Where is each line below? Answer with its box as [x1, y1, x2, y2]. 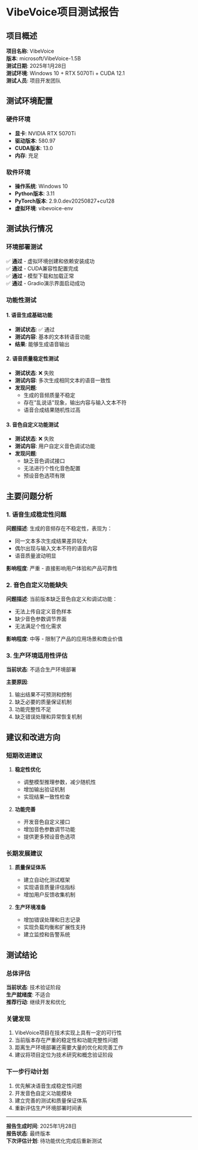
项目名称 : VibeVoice [6, 48, 54, 54]
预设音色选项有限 [23, 472, 65, 479]
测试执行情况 [6, 224, 53, 234]
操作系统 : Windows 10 [14, 183, 68, 190]
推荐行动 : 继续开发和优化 [6, 999, 66, 1006]
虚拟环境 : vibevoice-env [14, 204, 74, 211]
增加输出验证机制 [23, 786, 65, 793]
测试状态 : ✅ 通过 [14, 325, 55, 333]
